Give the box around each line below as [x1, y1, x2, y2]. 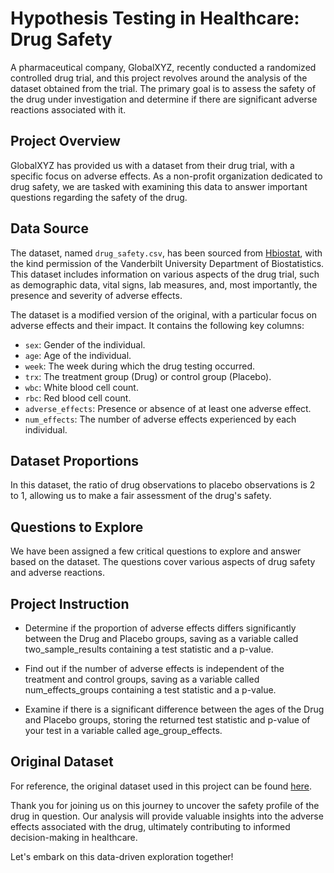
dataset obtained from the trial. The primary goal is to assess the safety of [10, 82, 317, 94]
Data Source [10, 220, 89, 237]
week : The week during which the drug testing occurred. [24, 360, 256, 372]
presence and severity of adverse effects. [10, 289, 183, 301]
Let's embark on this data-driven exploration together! [10, 850, 234, 862]
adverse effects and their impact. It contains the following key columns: [10, 319, 305, 331]
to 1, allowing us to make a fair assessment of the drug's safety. [10, 490, 272, 502]
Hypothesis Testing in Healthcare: [10, 7, 300, 30]
